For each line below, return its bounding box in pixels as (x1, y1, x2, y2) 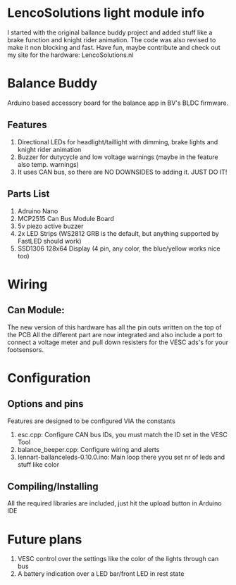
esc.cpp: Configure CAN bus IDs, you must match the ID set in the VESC (17, 430, 228, 439)
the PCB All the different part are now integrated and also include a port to (7, 330, 223, 339)
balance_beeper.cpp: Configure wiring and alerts (17, 445, 160, 453)
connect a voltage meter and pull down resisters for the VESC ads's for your (7, 338, 229, 346)
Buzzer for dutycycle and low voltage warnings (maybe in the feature (17, 153, 218, 161)
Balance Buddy (7, 75, 98, 92)
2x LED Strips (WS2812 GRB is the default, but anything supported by (17, 229, 220, 237)
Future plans (7, 531, 82, 547)
